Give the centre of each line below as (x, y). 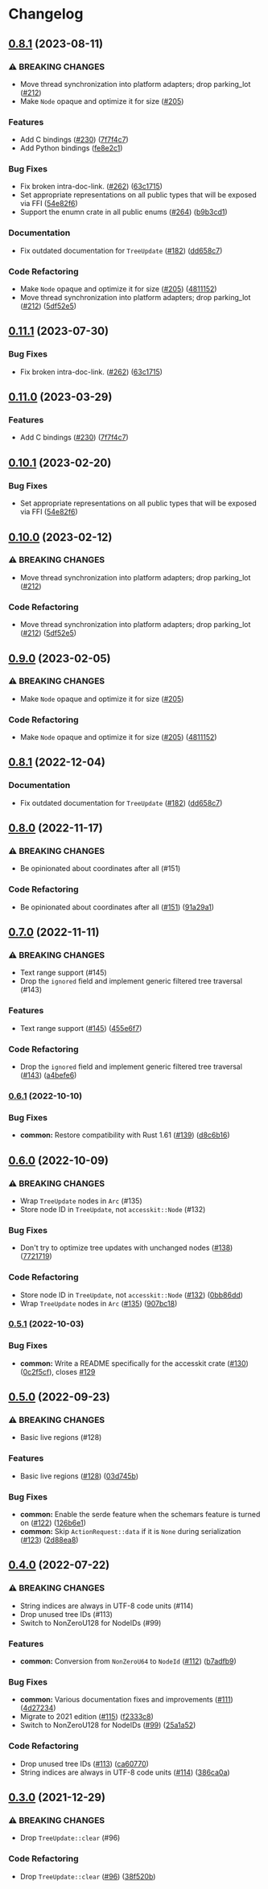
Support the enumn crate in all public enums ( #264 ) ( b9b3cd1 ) (124, 212)
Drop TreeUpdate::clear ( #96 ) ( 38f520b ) (88, 1876)
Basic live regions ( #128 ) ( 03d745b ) (79, 1476)
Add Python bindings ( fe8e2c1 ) (71, 148)
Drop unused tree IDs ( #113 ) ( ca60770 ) (84, 1763)
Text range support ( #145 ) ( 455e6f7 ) (81, 1028)
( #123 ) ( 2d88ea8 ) (49, 1540)
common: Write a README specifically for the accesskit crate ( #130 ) (134, 1363)
